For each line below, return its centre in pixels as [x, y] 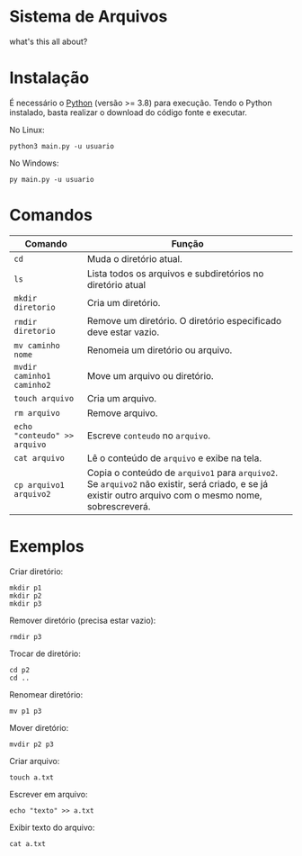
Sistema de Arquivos [89, 17]
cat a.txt [28, 843]
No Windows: [34, 163]
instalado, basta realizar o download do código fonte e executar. [128, 112]
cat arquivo [40, 458]
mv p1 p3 [26, 711]
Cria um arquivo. [122, 398]
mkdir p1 [26, 588]
